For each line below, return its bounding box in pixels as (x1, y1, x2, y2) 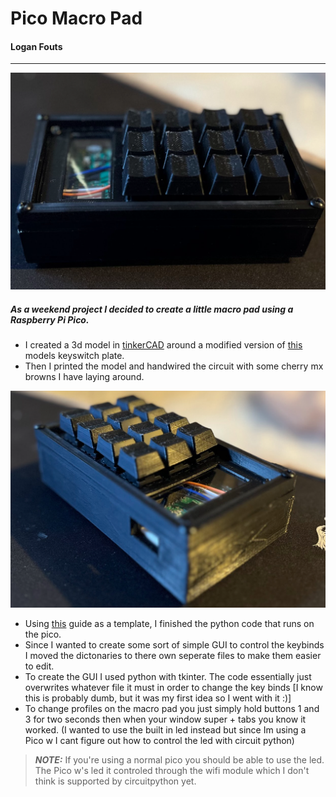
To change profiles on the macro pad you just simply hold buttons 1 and (24, 703, 320, 715)
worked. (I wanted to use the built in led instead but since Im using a (24, 724, 307, 736)
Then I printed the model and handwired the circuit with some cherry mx (24, 360, 324, 372)
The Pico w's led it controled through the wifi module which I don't (34, 765, 310, 777)
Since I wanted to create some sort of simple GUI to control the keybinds (24, 639, 325, 651)
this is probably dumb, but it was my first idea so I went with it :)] (24, 692, 292, 704)
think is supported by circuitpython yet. (34, 775, 197, 787)
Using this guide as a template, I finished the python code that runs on (24, 618, 315, 630)
